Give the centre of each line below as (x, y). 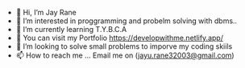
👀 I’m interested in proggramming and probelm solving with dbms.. (127, 21)
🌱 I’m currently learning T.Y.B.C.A (71, 29)
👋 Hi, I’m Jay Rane (46, 12)
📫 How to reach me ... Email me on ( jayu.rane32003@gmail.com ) (125, 55)
